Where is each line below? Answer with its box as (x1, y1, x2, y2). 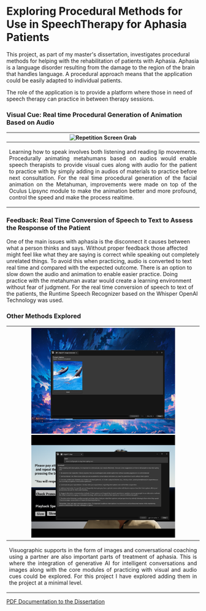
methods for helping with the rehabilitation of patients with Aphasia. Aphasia (6, 57, 199, 64)
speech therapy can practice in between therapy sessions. (6, 95, 154, 102)
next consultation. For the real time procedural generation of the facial (9, 174, 197, 182)
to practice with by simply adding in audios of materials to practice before (9, 167, 197, 175)
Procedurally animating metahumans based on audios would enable (9, 155, 197, 162)
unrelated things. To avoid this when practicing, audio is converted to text (6, 257, 192, 264)
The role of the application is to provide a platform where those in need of (6, 88, 193, 96)
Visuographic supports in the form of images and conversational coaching (9, 546, 197, 553)
